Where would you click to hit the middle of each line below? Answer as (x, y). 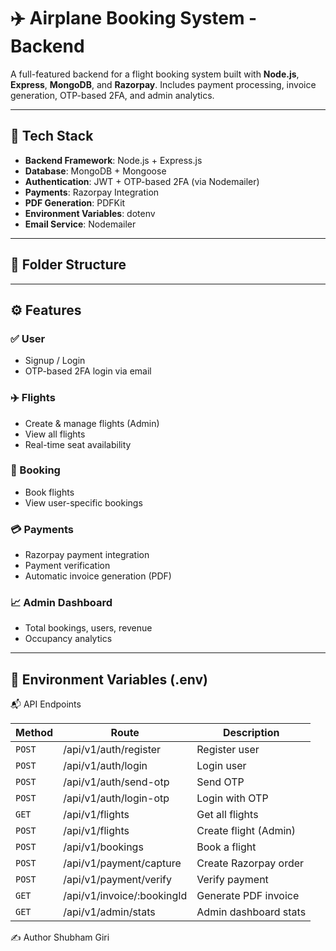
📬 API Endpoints (46, 704)
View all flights (55, 434)
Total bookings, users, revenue (88, 628)
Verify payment (232, 880)
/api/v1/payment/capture (122, 863)
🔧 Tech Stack (52, 136)
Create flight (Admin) (246, 831)
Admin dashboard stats (251, 912)
